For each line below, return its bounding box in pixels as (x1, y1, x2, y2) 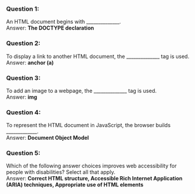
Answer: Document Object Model (6, 134, 89, 141)
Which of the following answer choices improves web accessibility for (6, 162, 177, 170)
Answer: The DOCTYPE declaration (6, 24, 94, 31)
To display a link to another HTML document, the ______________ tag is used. (6, 53, 190, 60)
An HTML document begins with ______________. (6, 18, 122, 25)
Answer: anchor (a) (6, 59, 55, 66)
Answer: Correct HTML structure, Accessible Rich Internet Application (6, 175, 183, 182)
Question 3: (6, 73, 41, 82)
